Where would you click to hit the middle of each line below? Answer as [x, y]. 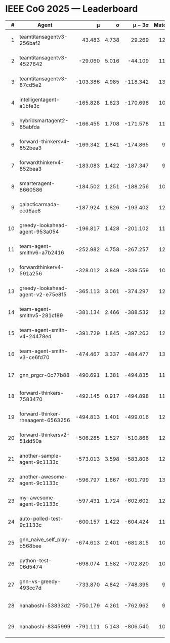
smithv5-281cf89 [41, 315]
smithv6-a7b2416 [42, 252]
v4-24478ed [35, 336]
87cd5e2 [31, 85]
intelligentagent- [39, 100]
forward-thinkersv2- [45, 435]
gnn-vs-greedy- [40, 581]
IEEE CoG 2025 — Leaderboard [72, 9]
